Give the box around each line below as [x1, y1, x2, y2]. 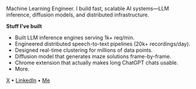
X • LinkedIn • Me [6, 77, 50, 84]
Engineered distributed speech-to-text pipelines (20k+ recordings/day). [14, 41, 191, 47]
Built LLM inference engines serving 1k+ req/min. [14, 34, 135, 41]
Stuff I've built [6, 23, 42, 29]
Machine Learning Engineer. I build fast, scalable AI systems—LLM [6, 5, 169, 12]
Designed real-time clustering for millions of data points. [14, 47, 153, 54]
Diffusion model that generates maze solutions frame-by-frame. [14, 53, 172, 60]
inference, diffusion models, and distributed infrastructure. [6, 11, 150, 18]
